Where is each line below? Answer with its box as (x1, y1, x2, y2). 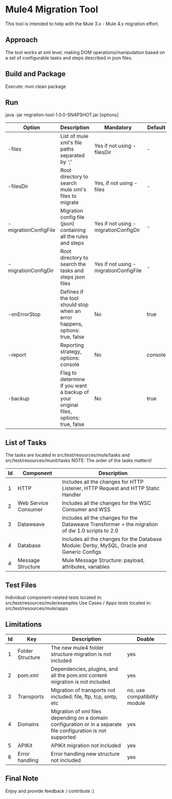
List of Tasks (5, 438, 47, 447)
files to (60, 192, 77, 200)
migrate (60, 199, 79, 206)
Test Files (5, 580, 37, 590)
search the (60, 261, 86, 268)
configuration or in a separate (51, 720, 122, 727)
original (60, 401, 78, 409)
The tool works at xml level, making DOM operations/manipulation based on (5, 49, 165, 55)
